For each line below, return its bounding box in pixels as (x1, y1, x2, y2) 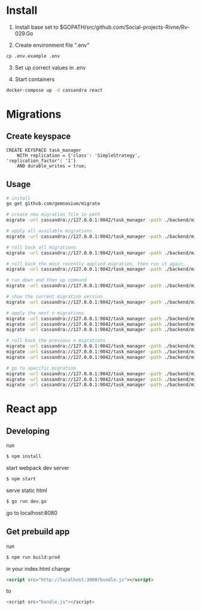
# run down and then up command (6, 277, 87, 283)
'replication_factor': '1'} (6, 157, 77, 164)
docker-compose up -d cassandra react (6, 87, 103, 93)
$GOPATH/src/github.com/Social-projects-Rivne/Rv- (59, 23, 190, 31)
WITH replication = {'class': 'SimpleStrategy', (17, 152, 141, 158)
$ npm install (6, 454, 42, 460)
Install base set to (14, 23, 59, 31)
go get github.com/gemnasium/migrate (6, 200, 100, 207)
